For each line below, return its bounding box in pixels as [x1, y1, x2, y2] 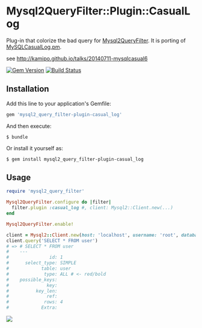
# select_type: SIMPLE [6, 260, 77, 266]
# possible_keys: [6, 276, 58, 283]
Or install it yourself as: [6, 144, 63, 151]
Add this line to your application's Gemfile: [6, 100, 111, 107]
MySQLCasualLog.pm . [6, 43, 62, 50]
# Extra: [6, 305, 58, 311]
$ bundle [6, 134, 28, 140]
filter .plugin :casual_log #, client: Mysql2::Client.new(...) [11, 205, 173, 211]
